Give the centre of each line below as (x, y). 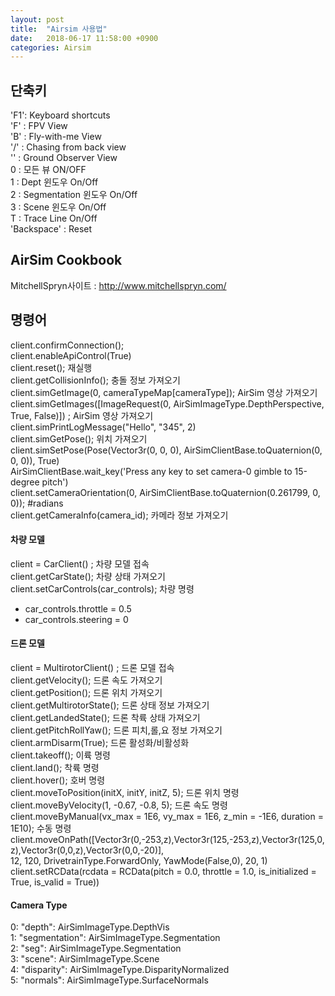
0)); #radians (37, 503)
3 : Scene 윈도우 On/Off (58, 207)
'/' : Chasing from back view (68, 147)
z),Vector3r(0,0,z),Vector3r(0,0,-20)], (87, 850)
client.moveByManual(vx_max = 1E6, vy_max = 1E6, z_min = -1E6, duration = (167, 817)
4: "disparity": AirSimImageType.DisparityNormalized (120, 970)
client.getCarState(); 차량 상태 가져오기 (88, 576)
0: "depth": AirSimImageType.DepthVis (90, 927)
